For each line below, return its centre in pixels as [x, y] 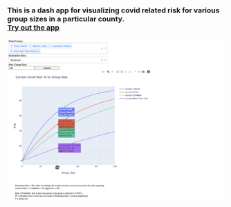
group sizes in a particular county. [66, 19]
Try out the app [34, 28]
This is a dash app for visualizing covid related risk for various [113, 10]
